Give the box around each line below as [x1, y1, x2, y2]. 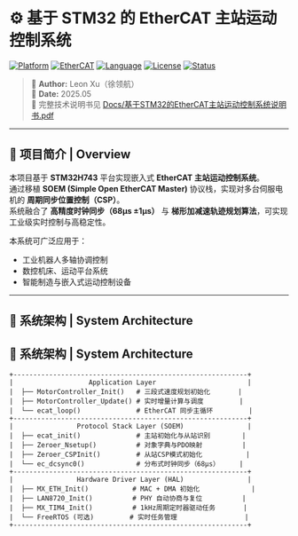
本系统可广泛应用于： [9, 235, 87, 246]
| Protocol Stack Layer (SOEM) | [9, 422, 252, 430]
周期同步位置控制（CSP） [26, 194, 117, 205]
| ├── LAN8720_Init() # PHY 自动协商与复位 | [9, 493, 247, 502]
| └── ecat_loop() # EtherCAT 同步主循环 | [9, 406, 253, 415]
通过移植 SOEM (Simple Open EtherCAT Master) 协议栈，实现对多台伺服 [9, 183, 276, 193]
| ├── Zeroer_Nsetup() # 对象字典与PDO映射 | [9, 440, 247, 449]
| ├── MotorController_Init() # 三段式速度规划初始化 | [9, 387, 242, 396]
